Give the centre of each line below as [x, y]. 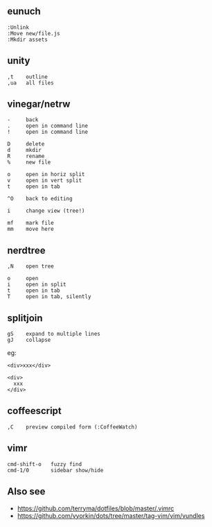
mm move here [30, 229]
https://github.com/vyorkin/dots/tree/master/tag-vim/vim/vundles [111, 515]
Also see [26, 492]
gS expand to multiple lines [54, 334]
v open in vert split [44, 181]
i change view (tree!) [46, 211]
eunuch [24, 11]
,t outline [28, 77]
